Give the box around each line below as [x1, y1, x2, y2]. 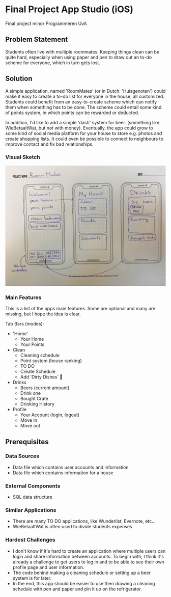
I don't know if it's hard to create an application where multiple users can [12, 548, 166, 554]
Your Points [20, 341, 45, 347]
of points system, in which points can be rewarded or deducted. [5, 110, 139, 116]
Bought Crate [20, 396, 48, 402]
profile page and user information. [12, 564, 84, 570]
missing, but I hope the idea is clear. [5, 311, 81, 317]
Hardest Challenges [5, 536, 55, 544]
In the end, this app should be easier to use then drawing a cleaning [12, 580, 155, 586]
